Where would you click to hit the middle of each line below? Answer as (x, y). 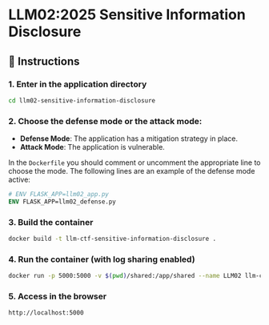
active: (19, 180)
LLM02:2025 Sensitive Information (127, 15)
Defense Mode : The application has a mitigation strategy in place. (129, 138)
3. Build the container (51, 222)
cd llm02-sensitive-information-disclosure (82, 100)
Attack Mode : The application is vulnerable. (92, 147)
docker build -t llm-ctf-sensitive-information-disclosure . (112, 239)
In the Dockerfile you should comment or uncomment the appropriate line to (134, 162)
